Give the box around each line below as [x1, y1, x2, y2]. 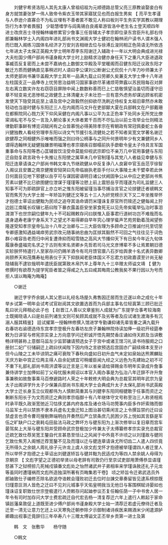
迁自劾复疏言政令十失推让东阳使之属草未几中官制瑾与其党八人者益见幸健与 [5, 154, 158, 160]
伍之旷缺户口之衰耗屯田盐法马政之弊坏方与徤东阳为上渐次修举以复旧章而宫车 [5, 419, 163, 425]
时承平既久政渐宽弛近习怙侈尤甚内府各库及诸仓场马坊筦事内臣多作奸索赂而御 [5, 400, 163, 406]
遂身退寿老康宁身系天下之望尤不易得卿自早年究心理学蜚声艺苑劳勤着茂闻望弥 [5, 217, 163, 222]
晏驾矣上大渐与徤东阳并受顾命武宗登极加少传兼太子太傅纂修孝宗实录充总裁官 [5, 425, 163, 431]
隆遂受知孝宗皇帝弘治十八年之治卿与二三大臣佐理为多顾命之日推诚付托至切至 [5, 223, 163, 229]
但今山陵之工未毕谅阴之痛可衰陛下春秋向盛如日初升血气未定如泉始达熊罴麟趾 [5, 350, 163, 356]
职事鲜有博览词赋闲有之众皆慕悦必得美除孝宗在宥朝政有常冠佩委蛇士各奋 [13, 123, 163, 129]
